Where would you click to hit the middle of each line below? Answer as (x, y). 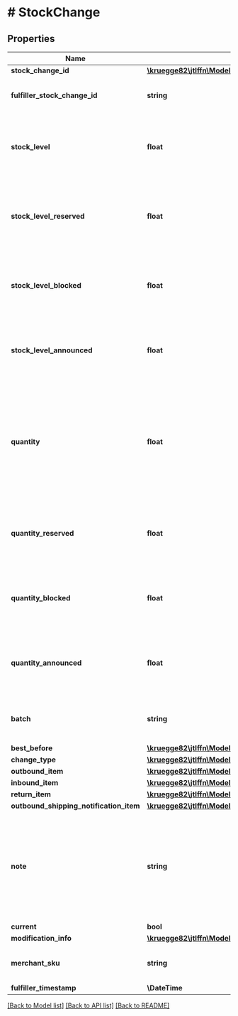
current (24, 926)
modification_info (41, 938)
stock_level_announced (52, 350)
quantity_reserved (42, 533)
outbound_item (37, 771)
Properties (31, 39)
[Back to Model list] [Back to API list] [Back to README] (89, 1005)
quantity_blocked (41, 598)
